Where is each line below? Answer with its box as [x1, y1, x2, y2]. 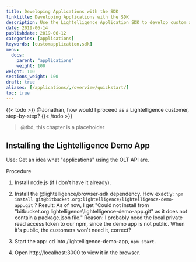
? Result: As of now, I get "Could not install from [34, 201, 149, 208]
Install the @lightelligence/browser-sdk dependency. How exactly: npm [14, 190, 184, 197]
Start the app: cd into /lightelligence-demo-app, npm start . [14, 237, 156, 244]
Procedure [6, 167, 32, 174]
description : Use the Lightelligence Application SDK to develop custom [6, 19, 187, 25]
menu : [6, 47, 19, 53]
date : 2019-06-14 [6, 25, 48, 31]
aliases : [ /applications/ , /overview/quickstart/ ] [6, 85, 129, 91]
